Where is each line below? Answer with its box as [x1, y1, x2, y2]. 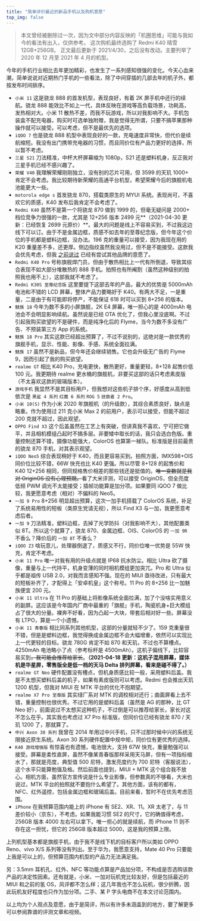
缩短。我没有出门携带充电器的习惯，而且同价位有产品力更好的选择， [20, 138, 187, 146]
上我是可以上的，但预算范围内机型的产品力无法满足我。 [6, 853, 142, 860]
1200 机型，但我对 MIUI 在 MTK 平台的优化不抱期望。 [14, 683, 146, 691]
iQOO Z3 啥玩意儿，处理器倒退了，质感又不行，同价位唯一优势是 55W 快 [14, 541, 190, 549]
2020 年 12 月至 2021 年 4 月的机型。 [20, 54, 112, 61]
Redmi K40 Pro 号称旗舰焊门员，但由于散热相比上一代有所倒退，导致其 [14, 258, 187, 266]
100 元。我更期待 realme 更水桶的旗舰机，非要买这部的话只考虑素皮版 [14, 370, 186, 377]
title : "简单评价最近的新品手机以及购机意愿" [6, 8, 106, 15]
